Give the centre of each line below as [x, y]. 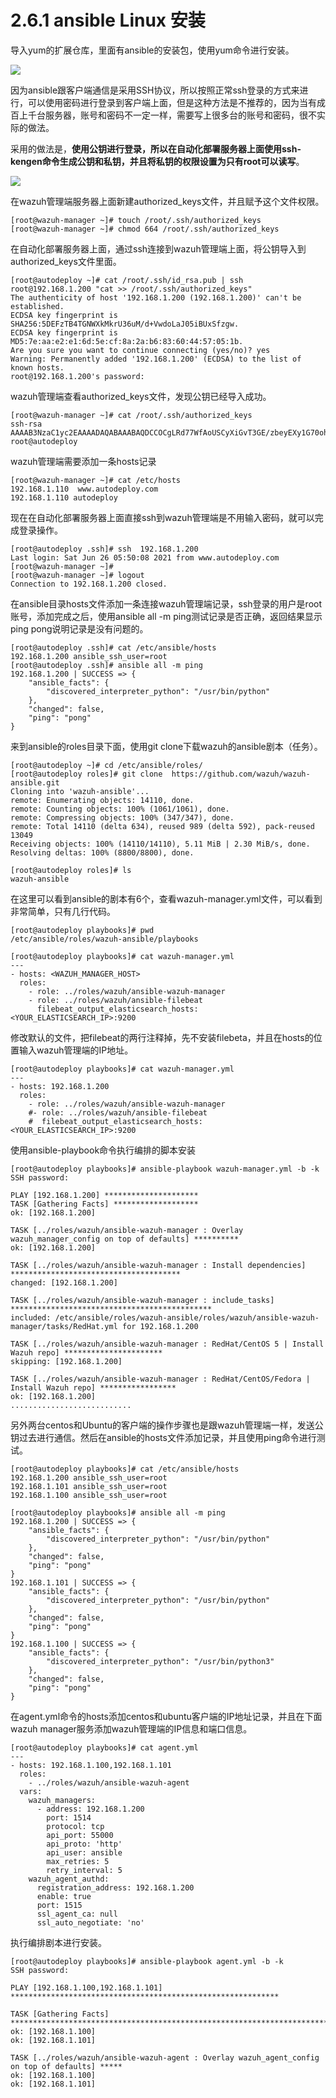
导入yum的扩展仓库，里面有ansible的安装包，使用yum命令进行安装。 [152, 50]
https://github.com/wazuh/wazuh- [241, 774]
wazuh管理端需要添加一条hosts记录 [83, 461]
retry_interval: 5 [84, 1870]
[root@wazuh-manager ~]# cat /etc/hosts [96, 480]
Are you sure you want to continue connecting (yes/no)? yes [140, 350]
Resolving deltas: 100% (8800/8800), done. [102, 852]
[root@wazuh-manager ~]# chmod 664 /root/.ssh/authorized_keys [145, 229]
